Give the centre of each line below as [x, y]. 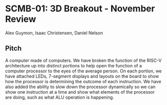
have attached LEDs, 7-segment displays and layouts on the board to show [82, 76]
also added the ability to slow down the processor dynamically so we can [81, 87]
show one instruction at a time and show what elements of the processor [80, 92]
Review [21, 19]
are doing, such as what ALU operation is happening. [60, 97]
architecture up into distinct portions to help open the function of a [74, 65]
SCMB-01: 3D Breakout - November [80, 9]
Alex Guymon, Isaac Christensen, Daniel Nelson [54, 33]
